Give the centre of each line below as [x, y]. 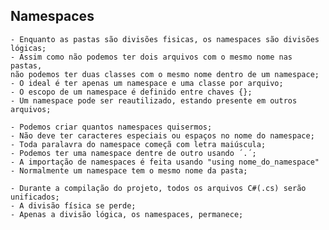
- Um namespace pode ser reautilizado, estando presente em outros [154, 100]
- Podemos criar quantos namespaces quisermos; [111, 127]
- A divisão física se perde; [73, 205]
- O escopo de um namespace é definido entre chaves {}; [131, 92]
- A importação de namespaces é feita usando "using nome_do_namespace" [165, 162]
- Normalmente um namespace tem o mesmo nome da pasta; [129, 170]
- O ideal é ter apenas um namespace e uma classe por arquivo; [147, 83]
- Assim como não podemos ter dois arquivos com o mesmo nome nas [151, 57]
